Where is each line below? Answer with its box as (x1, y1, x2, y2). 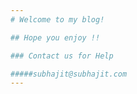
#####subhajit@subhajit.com (10, 69, 128, 79)
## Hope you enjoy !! (10, 32, 101, 43)
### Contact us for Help (10, 51, 114, 61)
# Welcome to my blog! (10, 14, 105, 25)
